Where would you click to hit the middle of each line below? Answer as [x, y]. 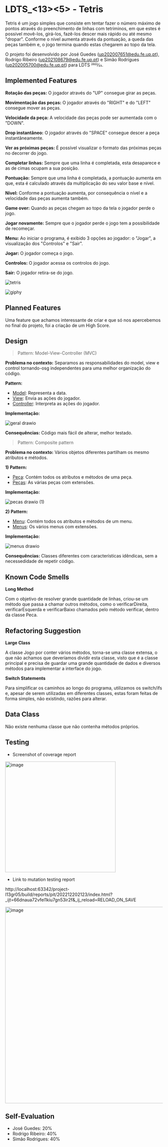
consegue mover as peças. [33, 108]
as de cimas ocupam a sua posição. [42, 168]
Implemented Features [41, 81]
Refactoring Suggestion [43, 630]
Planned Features [33, 308]
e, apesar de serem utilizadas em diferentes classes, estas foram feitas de [82, 693]
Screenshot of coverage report [44, 754]
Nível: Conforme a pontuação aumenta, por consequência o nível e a [76, 193]
